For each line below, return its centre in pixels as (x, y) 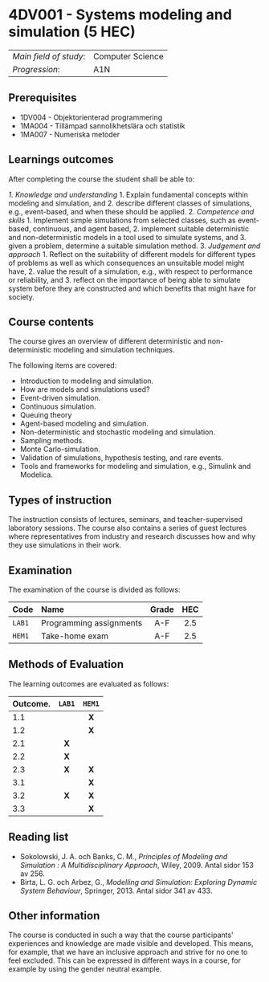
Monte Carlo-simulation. (60, 449)
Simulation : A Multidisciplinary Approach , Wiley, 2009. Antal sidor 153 (137, 865)
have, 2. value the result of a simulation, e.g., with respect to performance (130, 271)
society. (21, 297)
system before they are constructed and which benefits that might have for (132, 288)
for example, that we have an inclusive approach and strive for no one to (128, 952)
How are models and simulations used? (85, 389)
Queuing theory (46, 415)
